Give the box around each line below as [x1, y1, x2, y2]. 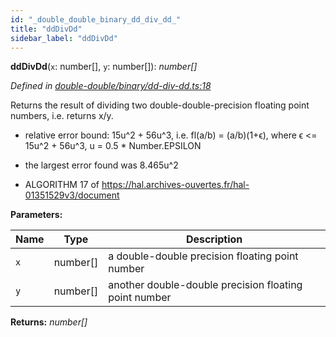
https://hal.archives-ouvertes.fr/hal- [101, 179, 250, 191]
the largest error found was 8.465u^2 [24, 159, 179, 171]
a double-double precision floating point [108, 249, 299, 263]
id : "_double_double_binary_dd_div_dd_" [10, 14, 182, 25]
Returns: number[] [10, 316, 88, 328]
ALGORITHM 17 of [24, 179, 100, 191]
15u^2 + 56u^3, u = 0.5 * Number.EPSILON [24, 140, 202, 152]
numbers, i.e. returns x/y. [10, 110, 114, 122]
